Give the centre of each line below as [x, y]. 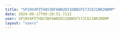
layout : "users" [22, 23]
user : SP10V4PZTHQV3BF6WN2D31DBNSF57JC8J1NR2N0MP [57, 18]
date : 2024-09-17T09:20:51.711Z [38, 14]
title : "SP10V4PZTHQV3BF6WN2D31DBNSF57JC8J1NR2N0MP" [60, 9]
